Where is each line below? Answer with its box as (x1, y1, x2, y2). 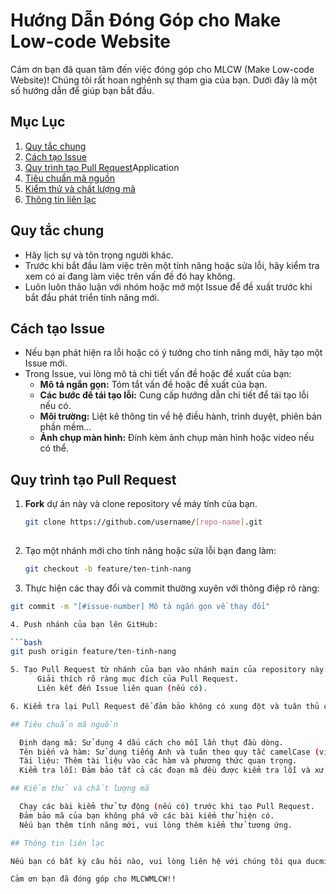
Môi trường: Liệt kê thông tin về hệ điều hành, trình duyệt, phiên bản (39, 410, 323, 423)
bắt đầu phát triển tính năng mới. (24, 291, 160, 303)
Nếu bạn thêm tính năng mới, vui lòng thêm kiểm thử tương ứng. (19, 820, 293, 830)
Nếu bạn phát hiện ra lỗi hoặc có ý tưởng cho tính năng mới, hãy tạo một (24, 347, 323, 359)
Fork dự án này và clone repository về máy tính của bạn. (24, 498, 258, 510)
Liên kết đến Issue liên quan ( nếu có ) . (36, 684, 208, 694)
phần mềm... (39, 421, 92, 433)
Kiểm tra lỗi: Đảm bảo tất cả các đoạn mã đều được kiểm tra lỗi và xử (19, 765, 325, 776)
